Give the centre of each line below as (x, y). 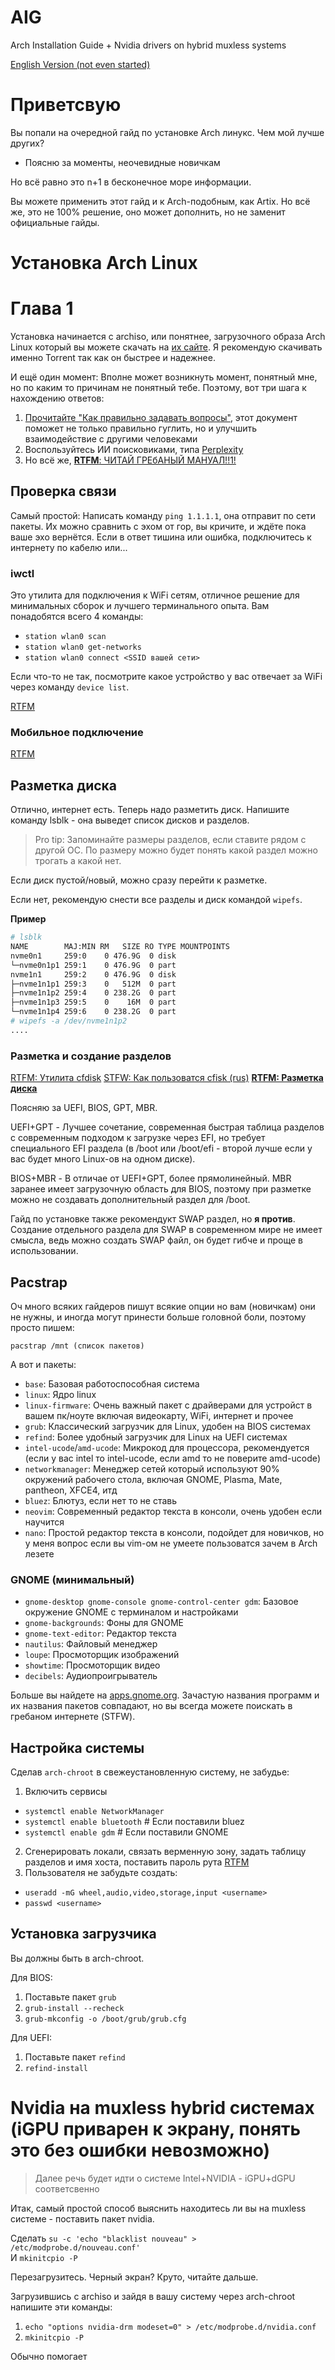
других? (27, 143)
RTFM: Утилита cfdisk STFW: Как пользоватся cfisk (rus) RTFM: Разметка (167, 1078)
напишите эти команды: (61, 2307)
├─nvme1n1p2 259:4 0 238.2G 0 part (93, 993)
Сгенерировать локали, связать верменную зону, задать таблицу (165, 1852)
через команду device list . (70, 687)
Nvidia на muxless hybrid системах (162, 2108)
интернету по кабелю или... (69, 547)
